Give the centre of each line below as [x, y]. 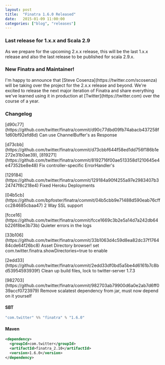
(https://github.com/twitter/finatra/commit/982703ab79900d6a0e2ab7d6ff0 [82, 286]
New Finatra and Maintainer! [40, 69]
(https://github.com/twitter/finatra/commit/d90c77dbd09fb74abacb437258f [82, 130]
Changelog [18, 114]
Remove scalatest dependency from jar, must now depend [99, 291]
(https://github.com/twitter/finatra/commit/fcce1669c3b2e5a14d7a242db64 [82, 220]
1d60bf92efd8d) [22, 135]
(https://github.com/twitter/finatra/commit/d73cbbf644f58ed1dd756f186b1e [82, 150]
